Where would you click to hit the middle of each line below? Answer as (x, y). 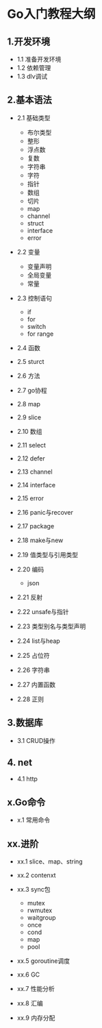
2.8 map (29, 404)
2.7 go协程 (32, 390)
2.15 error (30, 498)
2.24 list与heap (38, 641)
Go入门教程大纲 (51, 14)
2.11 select (31, 445)
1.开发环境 (29, 41)
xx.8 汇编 (30, 1003)
